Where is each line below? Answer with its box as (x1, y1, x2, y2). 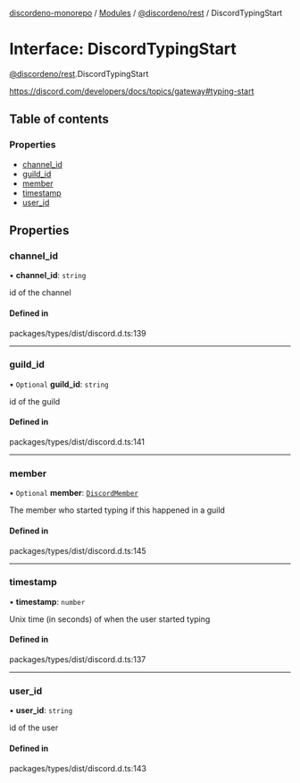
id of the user (9, 722, 59, 733)
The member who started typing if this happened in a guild (9, 505, 226, 515)
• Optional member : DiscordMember (9, 488, 138, 498)
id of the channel (9, 287, 71, 298)
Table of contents (9, 112, 109, 127)
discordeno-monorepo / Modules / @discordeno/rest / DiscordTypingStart (9, 8, 283, 18)
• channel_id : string (9, 270, 87, 281)
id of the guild (9, 396, 61, 406)
